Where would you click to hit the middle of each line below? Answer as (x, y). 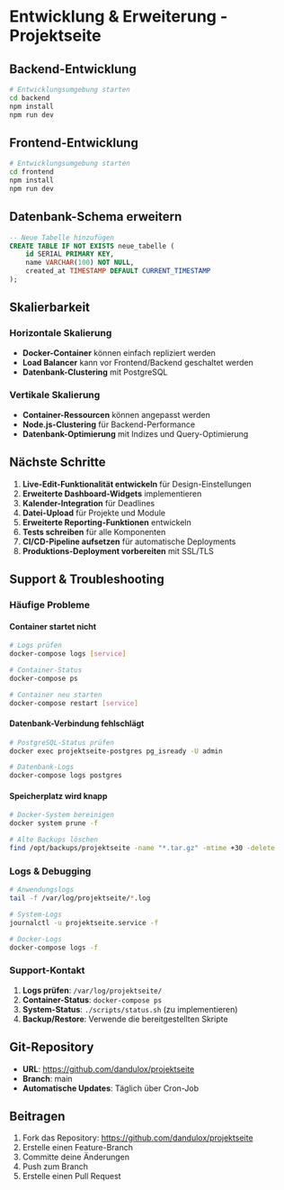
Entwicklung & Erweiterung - (119, 17)
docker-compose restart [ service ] (74, 703)
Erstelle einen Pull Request (71, 1176)
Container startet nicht (53, 626)
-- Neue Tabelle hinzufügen (62, 237)
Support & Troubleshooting (87, 580)
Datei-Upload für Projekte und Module (94, 513)
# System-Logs (36, 914)
